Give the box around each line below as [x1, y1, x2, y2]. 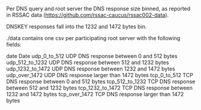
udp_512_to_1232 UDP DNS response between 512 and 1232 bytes [6, 59, 169, 66]
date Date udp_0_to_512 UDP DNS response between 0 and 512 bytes [6, 53, 178, 59]
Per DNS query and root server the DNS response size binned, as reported [6, 5, 191, 12]
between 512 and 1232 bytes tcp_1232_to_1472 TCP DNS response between [6, 84, 193, 91]
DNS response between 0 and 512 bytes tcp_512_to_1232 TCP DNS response [6, 78, 196, 85]
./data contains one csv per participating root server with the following [6, 35, 181, 41]
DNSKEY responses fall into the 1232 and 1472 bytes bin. [6, 23, 147, 30]
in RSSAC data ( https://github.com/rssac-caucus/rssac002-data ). [6, 11, 169, 19]
